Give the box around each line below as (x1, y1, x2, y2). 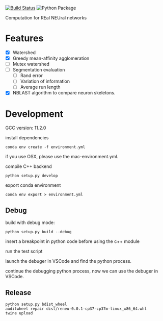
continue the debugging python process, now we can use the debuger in (5, 268, 158, 274)
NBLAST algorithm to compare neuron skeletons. (12, 90, 116, 96)
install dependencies (5, 135, 49, 141)
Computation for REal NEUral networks (5, 15, 87, 20)
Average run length (20, 84, 61, 90)
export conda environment (5, 182, 61, 188)
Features (5, 33, 44, 44)
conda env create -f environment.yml (5, 144, 86, 150)
